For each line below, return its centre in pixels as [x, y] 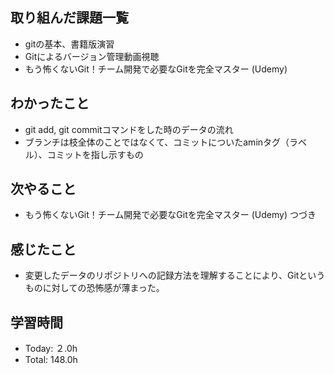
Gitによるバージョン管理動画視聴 [92, 56]
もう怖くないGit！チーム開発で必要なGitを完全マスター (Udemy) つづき [170, 215]
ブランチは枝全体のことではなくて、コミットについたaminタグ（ [157, 142]
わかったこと [50, 103]
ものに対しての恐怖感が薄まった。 [94, 288]
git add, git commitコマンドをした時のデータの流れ [129, 129]
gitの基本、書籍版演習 [69, 44]
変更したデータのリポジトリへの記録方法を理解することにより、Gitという [175, 275]
